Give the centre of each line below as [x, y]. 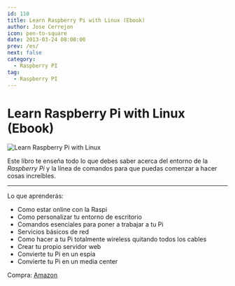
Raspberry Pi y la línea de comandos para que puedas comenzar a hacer [112, 169]
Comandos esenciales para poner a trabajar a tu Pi [90, 224]
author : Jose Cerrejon [40, 27]
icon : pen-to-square [37, 33]
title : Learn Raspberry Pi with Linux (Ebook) [76, 20]
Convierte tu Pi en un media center [67, 262]
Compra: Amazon [33, 275]
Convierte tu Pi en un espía [56, 254]
